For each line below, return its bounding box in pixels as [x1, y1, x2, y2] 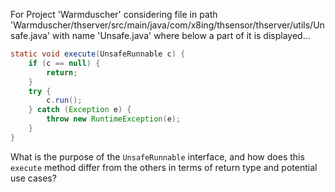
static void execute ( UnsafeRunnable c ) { [10, 49, 186, 59]
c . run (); [46, 95, 83, 106]
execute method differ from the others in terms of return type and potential [10, 161, 318, 173]
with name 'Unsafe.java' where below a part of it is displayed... [52, 30, 311, 41]
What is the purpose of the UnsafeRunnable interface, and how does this [10, 150, 305, 163]
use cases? [10, 172, 57, 184]
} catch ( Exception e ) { [28, 105, 132, 115]
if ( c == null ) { [28, 58, 101, 68]
